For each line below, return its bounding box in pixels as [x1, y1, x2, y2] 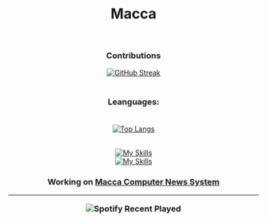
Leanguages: [107, 96, 160, 107]
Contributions [106, 50, 161, 61]
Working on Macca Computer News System [47, 176, 220, 187]
